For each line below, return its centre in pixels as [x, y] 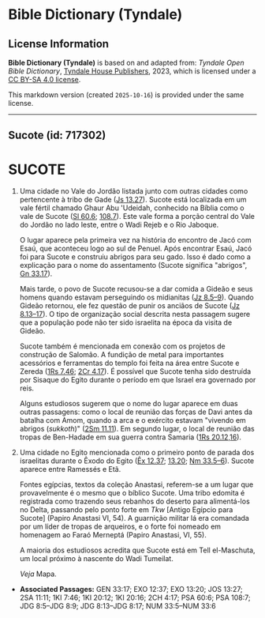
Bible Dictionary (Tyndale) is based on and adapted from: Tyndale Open [126, 62]
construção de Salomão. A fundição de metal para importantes [122, 355]
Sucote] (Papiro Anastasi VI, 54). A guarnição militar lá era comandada [134, 518]
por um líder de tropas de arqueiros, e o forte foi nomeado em [120, 526]
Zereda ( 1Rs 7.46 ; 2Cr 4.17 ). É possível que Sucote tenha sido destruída [135, 371]
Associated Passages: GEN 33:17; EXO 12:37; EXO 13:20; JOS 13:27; [131, 590]
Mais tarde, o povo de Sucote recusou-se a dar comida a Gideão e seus [136, 289]
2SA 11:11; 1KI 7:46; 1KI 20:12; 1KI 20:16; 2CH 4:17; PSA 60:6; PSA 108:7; [135, 597]
